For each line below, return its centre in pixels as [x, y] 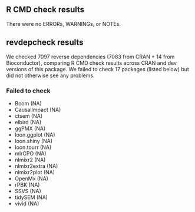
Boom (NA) [28, 103]
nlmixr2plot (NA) [34, 172]
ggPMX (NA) [30, 128]
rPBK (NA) [27, 184]
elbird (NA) [28, 122]
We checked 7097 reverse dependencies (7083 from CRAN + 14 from [90, 57]
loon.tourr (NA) [33, 147]
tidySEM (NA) [31, 197]
